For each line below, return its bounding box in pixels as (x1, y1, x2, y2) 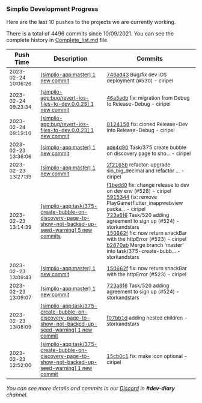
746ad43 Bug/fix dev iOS (106, 71, 167, 78)
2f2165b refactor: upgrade (106, 162, 171, 168)
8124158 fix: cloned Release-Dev (106, 121, 188, 128)
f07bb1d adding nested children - (106, 315, 188, 321)
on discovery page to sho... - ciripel (106, 150, 191, 157)
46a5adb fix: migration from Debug (106, 95, 190, 102)
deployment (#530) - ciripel (106, 77, 173, 84)
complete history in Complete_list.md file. (6, 37, 109, 44)
